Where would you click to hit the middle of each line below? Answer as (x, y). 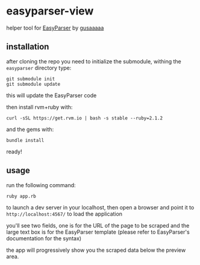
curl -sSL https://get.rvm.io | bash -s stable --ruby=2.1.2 (85, 118)
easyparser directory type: (39, 68)
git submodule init (31, 79)
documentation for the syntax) (44, 238)
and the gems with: (30, 129)
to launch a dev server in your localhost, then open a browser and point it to (100, 207)
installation (28, 47)
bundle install (25, 140)
